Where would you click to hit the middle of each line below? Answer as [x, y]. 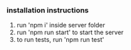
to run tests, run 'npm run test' [60, 40]
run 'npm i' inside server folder [61, 25]
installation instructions [48, 10]
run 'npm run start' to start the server [70, 32]
